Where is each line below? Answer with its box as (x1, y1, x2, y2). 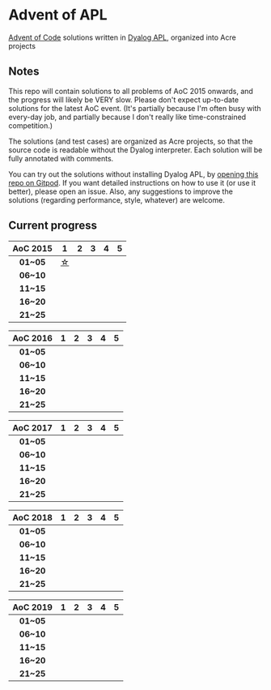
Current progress (8, 219, 98, 233)
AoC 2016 (12, 332, 53, 344)
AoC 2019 (12, 602, 53, 613)
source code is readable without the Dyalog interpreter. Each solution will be (8, 144, 263, 155)
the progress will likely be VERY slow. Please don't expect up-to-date (8, 95, 239, 105)
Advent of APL (8, 6, 108, 24)
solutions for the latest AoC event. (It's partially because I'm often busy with (8, 103, 261, 113)
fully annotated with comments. (8, 153, 114, 163)
